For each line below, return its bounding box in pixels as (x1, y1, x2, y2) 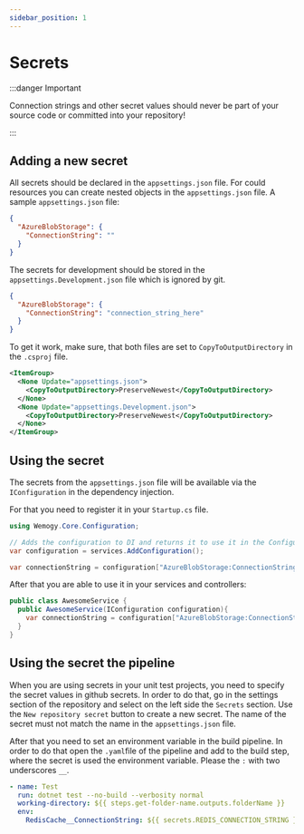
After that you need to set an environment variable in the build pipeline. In (9, 735, 283, 746)
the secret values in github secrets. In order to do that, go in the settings (9, 689, 279, 700)
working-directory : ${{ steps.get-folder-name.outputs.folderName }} (17, 799, 285, 808)
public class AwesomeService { (9, 596, 128, 606)
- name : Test (9, 781, 59, 791)
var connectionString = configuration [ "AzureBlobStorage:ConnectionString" (9, 563, 301, 572)
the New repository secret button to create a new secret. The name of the (9, 708, 287, 719)
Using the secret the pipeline (9, 655, 176, 671)
